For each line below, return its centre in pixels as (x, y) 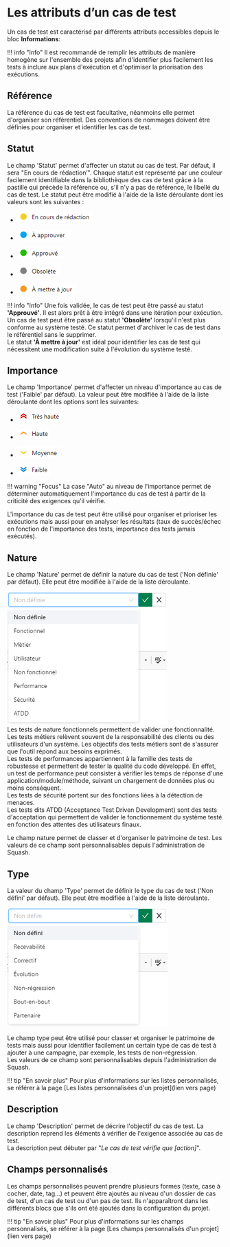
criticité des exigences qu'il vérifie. (57, 501)
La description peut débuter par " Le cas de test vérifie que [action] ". (104, 1148)
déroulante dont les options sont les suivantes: (73, 402)
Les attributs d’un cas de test (92, 13)
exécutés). (22, 536)
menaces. (21, 803)
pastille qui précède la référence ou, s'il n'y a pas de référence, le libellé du (113, 187)
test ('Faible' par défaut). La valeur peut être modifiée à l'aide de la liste (108, 395)
